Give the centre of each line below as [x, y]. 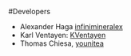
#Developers [29, 11]
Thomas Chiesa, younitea [62, 43]
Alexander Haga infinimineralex [71, 26]
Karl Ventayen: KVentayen [63, 35]
